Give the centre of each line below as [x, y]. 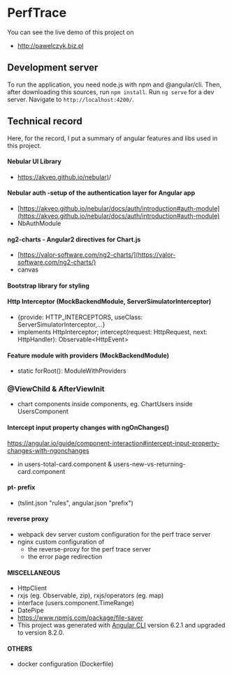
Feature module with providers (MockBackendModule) [88, 355]
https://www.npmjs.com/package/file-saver [80, 618]
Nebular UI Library [34, 161]
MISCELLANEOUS [34, 572]
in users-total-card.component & [65, 464]
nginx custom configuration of [61, 542]
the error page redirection [65, 557]
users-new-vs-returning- [150, 464]
